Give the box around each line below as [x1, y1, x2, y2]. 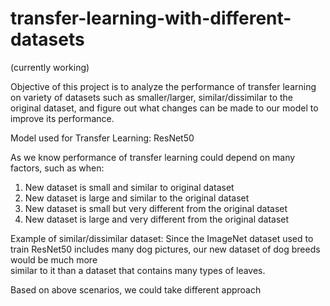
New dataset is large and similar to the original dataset [24, 192, 250, 204]
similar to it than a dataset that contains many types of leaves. [10, 264, 266, 276]
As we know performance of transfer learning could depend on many [10, 151, 296, 163]
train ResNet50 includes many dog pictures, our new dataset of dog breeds [10, 243, 321, 255]
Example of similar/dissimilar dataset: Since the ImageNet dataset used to [10, 232, 314, 244]
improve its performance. [10, 112, 115, 124]
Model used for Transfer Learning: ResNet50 [10, 132, 195, 144]
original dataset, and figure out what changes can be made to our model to [10, 102, 319, 114]
